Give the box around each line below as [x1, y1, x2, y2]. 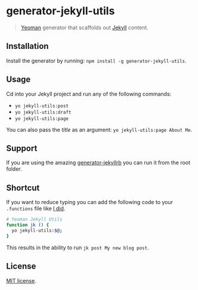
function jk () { [6, 222, 49, 228]
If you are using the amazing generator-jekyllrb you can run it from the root [6, 159, 191, 166]
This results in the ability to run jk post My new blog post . [6, 243, 149, 251]
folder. [6, 165, 22, 172]
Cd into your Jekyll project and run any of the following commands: [6, 90, 172, 97]
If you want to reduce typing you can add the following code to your [6, 199, 174, 206]
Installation [6, 41, 49, 51]
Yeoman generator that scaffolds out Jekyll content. [20, 24, 149, 31]
